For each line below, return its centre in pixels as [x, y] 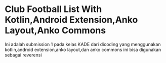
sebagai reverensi [23, 55]
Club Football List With [53, 9]
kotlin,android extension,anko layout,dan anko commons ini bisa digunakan [83, 49]
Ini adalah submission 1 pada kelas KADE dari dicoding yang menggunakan [83, 44]
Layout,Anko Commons [55, 30]
